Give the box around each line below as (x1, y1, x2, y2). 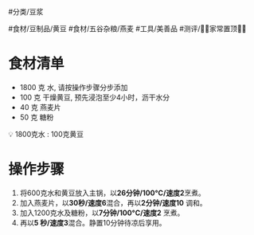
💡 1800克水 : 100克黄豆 (8, 129, 84, 139)
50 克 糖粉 (19, 112, 54, 122)
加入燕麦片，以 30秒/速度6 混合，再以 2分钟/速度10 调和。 (19, 198, 207, 207)
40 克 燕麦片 (19, 102, 61, 112)
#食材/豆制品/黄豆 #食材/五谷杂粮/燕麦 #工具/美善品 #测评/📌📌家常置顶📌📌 (8, 24, 247, 33)
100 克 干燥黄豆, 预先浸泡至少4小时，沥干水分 (19, 92, 170, 102)
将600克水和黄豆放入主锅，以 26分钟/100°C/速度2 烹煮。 (19, 188, 205, 198)
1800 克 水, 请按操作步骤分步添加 (19, 82, 128, 92)
